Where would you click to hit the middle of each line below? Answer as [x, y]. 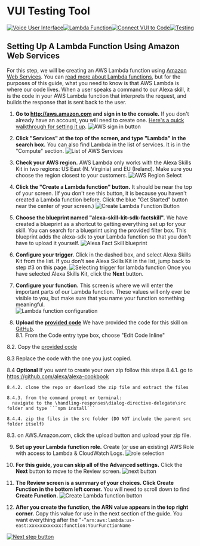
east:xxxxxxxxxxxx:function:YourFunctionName [73, 526]
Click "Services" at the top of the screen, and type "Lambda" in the [101, 138]
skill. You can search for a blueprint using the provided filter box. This [101, 230]
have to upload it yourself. [47, 243]
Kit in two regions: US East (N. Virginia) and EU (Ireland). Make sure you [104, 168]
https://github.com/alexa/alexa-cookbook [58, 376]
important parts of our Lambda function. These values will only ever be [103, 291]
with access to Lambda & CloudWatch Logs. [70, 453]
